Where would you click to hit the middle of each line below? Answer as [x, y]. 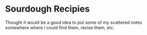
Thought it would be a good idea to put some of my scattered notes [74, 22]
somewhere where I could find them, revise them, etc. [60, 27]
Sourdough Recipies [48, 9]
